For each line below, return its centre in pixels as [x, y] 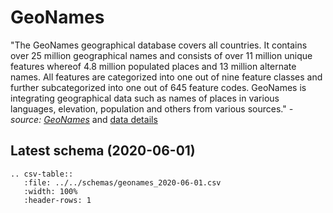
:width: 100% [50, 191]
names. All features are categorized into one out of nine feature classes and [166, 77]
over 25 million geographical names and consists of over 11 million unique [161, 55]
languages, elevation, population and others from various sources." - [152, 108]
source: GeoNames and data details [84, 119]
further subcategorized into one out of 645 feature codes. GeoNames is [158, 87]
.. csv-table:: [42, 174]
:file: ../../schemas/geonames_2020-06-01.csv [122, 182]
